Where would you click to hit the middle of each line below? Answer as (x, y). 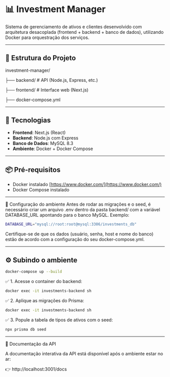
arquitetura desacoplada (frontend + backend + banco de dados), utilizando (84, 32)
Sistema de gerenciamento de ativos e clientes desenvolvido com (74, 27)
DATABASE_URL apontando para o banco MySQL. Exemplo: (67, 215)
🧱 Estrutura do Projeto (40, 58)
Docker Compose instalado (41, 190)
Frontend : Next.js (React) (39, 132)
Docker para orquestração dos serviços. (47, 37)
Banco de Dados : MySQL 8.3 (43, 143)
